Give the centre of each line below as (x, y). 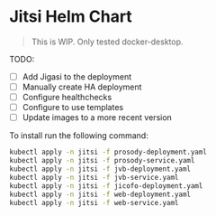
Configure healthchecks (67, 98)
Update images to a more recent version (97, 117)
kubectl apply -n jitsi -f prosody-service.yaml (102, 161)
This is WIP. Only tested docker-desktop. (107, 42)
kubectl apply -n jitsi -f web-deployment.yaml (100, 194)
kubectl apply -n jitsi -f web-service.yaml (94, 202)
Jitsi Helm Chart (71, 17)
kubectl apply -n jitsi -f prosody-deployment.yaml (108, 152)
